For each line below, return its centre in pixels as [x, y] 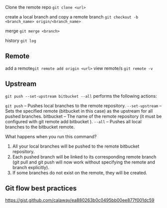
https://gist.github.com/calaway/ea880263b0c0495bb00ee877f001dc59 [80, 200]
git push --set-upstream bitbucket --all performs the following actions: [81, 96]
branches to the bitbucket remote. [40, 127]
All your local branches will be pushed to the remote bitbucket [76, 146]
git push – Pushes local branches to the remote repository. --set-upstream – [83, 105]
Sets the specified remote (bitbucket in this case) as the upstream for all [79, 111]
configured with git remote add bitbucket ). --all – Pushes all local [73, 121]
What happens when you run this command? [51, 136]
